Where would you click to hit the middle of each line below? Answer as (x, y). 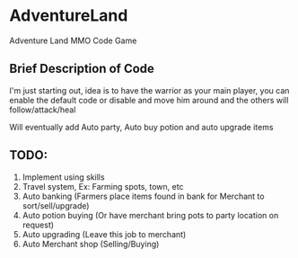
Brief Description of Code (82, 69)
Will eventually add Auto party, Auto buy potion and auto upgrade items (141, 127)
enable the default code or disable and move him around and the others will (149, 100)
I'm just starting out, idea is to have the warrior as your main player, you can (149, 90)
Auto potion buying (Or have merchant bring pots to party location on (150, 215)
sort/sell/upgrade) (56, 205)
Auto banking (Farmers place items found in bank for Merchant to (143, 196)
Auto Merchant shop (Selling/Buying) (91, 244)
